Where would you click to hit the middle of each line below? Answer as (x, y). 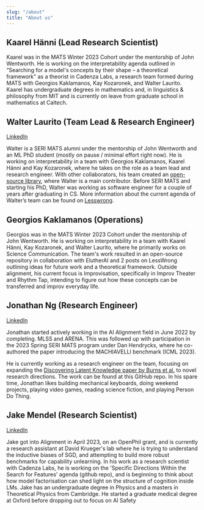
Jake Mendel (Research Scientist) (72, 416)
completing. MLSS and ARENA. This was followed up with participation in (98, 338)
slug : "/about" (26, 12)
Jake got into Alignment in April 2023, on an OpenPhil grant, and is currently (102, 442)
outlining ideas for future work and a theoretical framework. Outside (92, 267)
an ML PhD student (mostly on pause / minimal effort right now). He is (94, 155)
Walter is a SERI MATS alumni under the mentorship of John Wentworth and (102, 149)
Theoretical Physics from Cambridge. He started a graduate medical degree (102, 493)
